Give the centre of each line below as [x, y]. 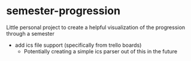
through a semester [31, 33]
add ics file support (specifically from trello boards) [78, 45]
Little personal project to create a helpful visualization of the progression [96, 27]
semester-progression [63, 11]
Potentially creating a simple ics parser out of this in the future [101, 51]
